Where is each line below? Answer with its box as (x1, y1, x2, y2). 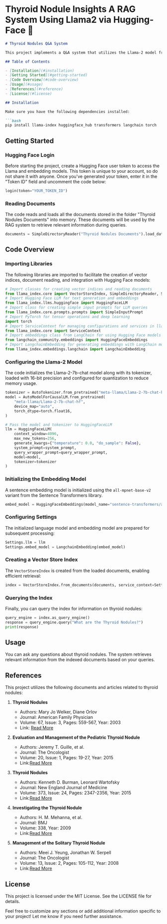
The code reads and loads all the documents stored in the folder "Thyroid (5, 212, 156, 218)
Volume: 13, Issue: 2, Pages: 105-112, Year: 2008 (19, 860, 119, 866)
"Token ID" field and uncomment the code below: (5, 179, 106, 185)
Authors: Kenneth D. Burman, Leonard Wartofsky (19, 779, 120, 785)
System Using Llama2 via (5, 14, 112, 25)
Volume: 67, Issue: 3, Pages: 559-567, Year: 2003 (19, 719, 121, 725)
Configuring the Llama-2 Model (5, 358, 83, 365)
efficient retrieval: (5, 573, 41, 578)
